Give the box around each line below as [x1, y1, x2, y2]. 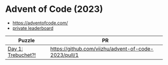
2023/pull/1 [50, 51, 79, 58]
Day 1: [7, 45, 23, 52]
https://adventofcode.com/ [12, 20, 68, 26]
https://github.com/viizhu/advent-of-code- [50, 45, 154, 52]
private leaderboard [12, 25, 53, 31]
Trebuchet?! [7, 51, 36, 58]
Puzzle [18, 37, 35, 44]
